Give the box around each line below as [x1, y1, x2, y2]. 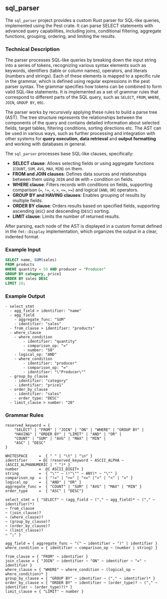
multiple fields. [12, 197, 43, 204]
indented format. [5, 234, 40, 240]
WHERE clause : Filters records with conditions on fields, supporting [12, 182, 152, 188]
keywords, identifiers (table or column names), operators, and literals [5, 67, 147, 74]
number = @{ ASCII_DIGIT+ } [5, 467, 84, 472]
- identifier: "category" [14, 378, 68, 383]
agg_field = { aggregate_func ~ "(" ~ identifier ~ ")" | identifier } [5, 541, 157, 546]
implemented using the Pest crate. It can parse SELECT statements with [5, 22, 153, 28]
